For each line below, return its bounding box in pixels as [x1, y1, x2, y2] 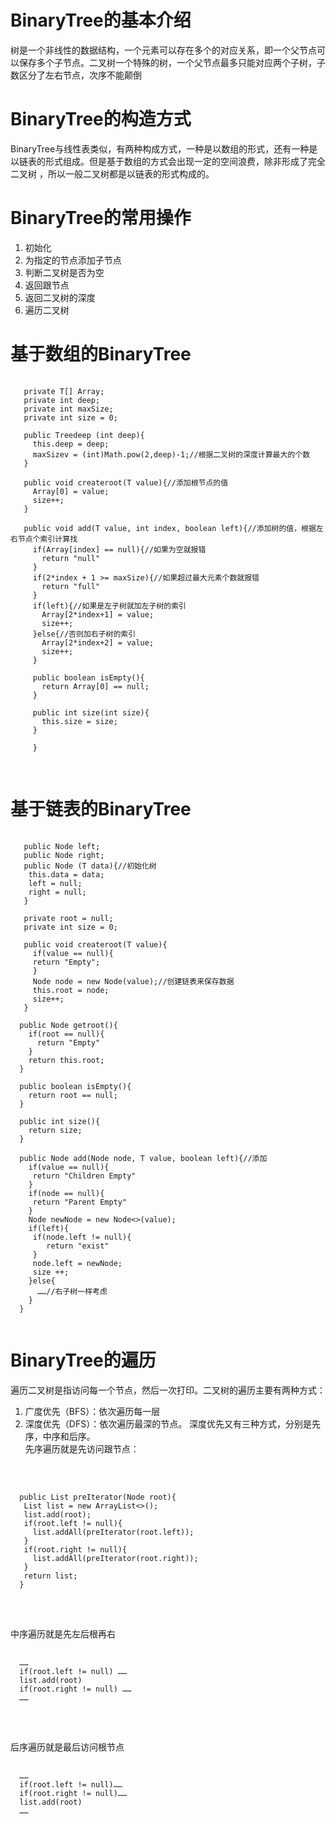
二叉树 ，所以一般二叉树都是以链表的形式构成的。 [10, 167, 215, 180]
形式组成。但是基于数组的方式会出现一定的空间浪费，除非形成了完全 [44, 155, 326, 167]
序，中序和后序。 [24, 1430, 96, 1442]
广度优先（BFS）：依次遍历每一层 [24, 1405, 161, 1417]
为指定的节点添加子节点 [24, 254, 122, 266]
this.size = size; [41, 716, 118, 726]
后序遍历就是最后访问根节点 [10, 1741, 125, 1753]
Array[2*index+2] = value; [41, 637, 155, 648]
